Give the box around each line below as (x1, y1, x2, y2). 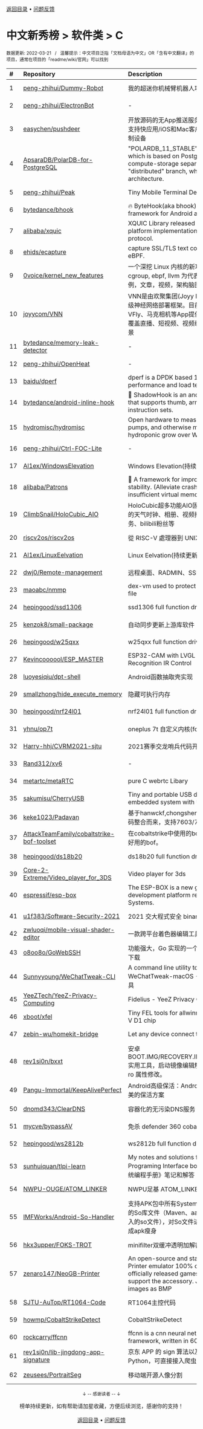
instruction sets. (127, 406, 174, 414)
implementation (153, 226, 198, 235)
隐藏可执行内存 (127, 690, 171, 698)
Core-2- (23, 866, 50, 874)
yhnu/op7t (23, 724, 53, 733)
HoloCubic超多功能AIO (127, 501, 193, 510)
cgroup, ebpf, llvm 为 (127, 271, 188, 280)
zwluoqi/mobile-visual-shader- (23, 925, 115, 934)
